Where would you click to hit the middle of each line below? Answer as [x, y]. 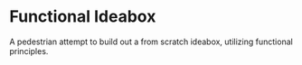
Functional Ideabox [83, 17]
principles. [29, 51]
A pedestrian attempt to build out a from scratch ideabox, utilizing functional [151, 42]
